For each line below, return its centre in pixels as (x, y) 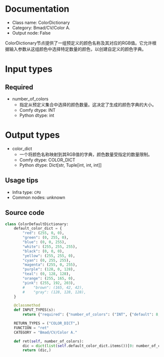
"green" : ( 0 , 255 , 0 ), (46, 238)
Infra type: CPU (26, 192)
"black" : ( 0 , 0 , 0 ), (43, 251)
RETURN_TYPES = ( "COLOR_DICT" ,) (47, 323)
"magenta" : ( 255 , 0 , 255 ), (50, 265)
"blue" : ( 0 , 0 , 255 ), (45, 242)
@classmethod (27, 305)
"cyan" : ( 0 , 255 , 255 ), (47, 260)
